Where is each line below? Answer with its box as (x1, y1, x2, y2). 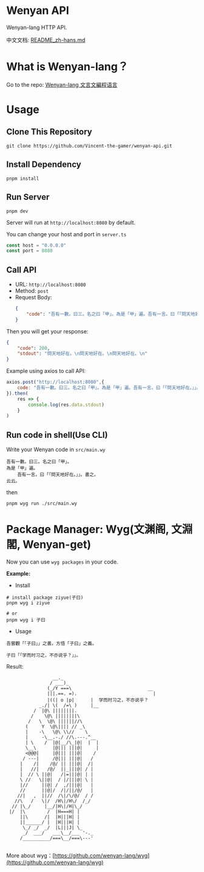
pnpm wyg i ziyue (6, 600, 50, 606)
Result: (6, 663, 24, 670)
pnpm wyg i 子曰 (6, 617, 46, 623)
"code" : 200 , (17, 345, 50, 351)
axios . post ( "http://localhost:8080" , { (6, 379, 104, 386)
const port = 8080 (6, 248, 53, 254)
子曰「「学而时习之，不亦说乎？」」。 (6, 652, 81, 659)
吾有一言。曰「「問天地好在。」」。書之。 (17, 472, 99, 478)
